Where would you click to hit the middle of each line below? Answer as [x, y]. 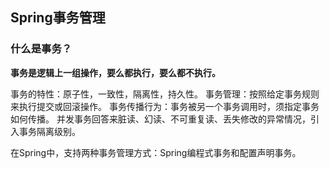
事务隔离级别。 [49, 131]
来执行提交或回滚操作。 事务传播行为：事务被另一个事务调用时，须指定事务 [165, 106]
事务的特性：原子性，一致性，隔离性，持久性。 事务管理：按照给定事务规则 [165, 94]
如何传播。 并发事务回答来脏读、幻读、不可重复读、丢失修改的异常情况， [160, 119]
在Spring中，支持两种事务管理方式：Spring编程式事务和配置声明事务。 [156, 152]
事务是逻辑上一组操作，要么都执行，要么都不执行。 [115, 72]
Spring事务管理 [58, 18]
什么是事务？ [41, 49]
